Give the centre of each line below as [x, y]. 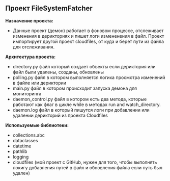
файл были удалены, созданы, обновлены [58, 72]
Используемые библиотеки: [37, 125]
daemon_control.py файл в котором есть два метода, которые [80, 99]
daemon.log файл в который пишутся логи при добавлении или [81, 110]
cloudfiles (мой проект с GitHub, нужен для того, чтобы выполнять [85, 162]
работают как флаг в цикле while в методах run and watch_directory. [87, 105]
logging [21, 157]
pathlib [20, 151]
